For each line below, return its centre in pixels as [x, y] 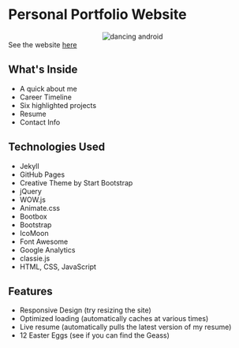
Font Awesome [44, 241]
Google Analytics [47, 249]
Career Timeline [46, 97]
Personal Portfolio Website [97, 15]
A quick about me [48, 88]
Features [30, 291]
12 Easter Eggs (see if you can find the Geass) [94, 335]
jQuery [30, 191]
